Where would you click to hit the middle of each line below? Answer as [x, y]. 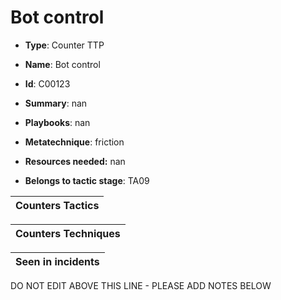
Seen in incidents [57, 261]
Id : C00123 [47, 83]
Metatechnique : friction [74, 142]
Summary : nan [56, 103]
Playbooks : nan [57, 122]
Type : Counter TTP [64, 45]
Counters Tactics [57, 205]
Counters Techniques [68, 233]
